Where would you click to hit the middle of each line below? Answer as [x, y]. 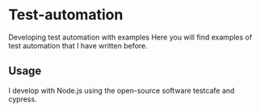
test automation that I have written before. [78, 45]
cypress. [23, 99]
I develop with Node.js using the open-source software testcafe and [122, 90]
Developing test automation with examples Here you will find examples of [130, 37]
